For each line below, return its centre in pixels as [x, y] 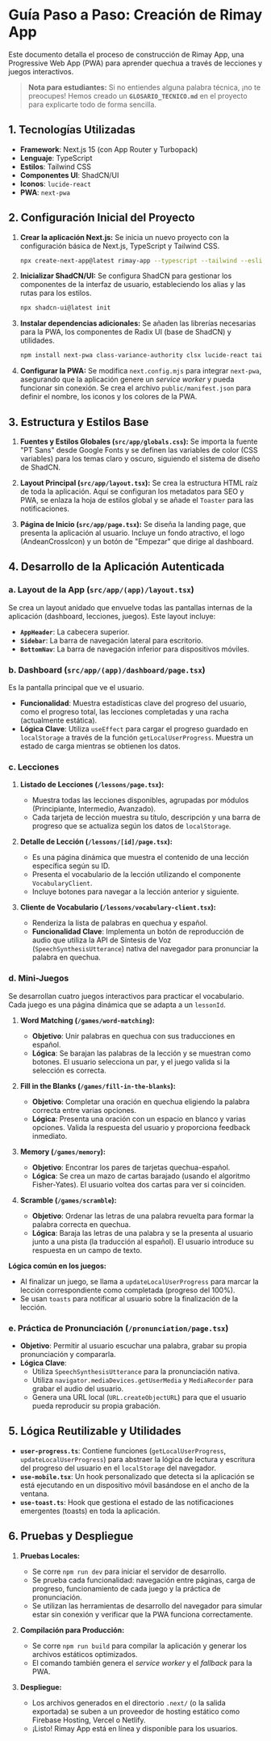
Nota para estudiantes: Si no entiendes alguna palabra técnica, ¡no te [144, 87]
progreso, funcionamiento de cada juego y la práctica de [126, 1588]
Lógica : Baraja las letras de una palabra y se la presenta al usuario [142, 1233]
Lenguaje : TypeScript [56, 158]
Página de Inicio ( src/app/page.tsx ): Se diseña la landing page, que [133, 524]
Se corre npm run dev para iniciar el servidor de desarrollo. [129, 1571]
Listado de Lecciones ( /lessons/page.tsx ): [92, 785]
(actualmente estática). [58, 720]
